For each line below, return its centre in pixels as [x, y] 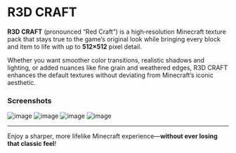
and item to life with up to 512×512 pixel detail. [74, 46]
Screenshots [29, 100]
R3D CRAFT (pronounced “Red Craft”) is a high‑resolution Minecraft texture [117, 32]
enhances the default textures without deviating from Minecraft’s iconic [111, 75]
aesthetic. [22, 82]
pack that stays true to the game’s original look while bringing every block [114, 39]
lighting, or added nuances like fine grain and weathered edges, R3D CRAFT [118, 67]
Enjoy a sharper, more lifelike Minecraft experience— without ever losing [112, 136]
